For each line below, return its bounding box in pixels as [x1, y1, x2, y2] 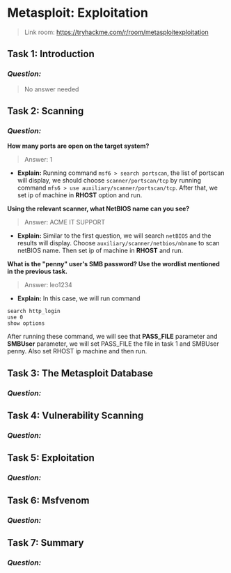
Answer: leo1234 [24, 281, 73, 289]
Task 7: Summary [7, 537, 84, 549]
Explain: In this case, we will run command [17, 294, 141, 303]
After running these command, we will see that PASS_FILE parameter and [7, 333, 218, 341]
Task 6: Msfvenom [7, 494, 90, 506]
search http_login [7, 308, 61, 315]
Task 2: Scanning [7, 105, 84, 117]
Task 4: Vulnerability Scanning [7, 410, 144, 422]
